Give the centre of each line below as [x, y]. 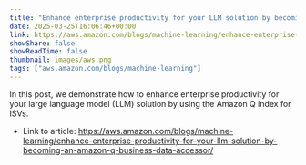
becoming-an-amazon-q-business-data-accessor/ [118, 150]
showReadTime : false [49, 52]
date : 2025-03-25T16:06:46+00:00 [73, 26]
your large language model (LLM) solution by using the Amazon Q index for [150, 103]
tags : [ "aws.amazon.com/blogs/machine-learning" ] [106, 69]
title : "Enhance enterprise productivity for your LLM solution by [140, 18]
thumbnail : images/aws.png [61, 60]
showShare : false [42, 43]
